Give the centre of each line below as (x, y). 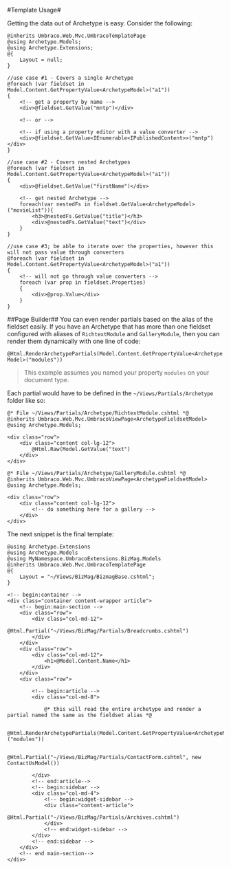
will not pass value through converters (66, 252)
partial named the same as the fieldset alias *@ (80, 715)
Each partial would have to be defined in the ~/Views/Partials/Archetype (110, 393)
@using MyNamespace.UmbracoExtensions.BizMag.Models (84, 559)
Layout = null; (41, 60)
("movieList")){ (30, 210)
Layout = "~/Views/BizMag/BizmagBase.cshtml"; (87, 577)
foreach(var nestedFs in (55, 204)
